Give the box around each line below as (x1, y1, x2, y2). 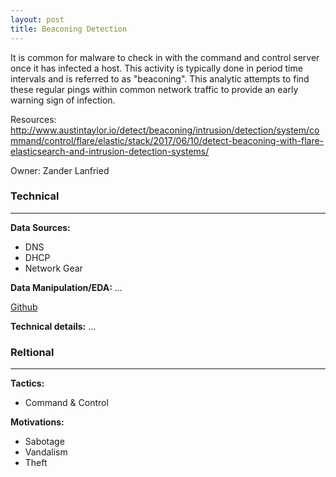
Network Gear (24, 262, 83, 274)
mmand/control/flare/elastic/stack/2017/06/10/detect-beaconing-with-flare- (10, 134, 325, 146)
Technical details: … (10, 320, 97, 332)
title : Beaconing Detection (10, 24, 128, 34)
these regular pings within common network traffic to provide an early (10, 83, 299, 95)
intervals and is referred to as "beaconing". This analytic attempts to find (10, 72, 310, 85)
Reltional (10, 345, 55, 359)
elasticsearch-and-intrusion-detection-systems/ (10, 145, 210, 157)
